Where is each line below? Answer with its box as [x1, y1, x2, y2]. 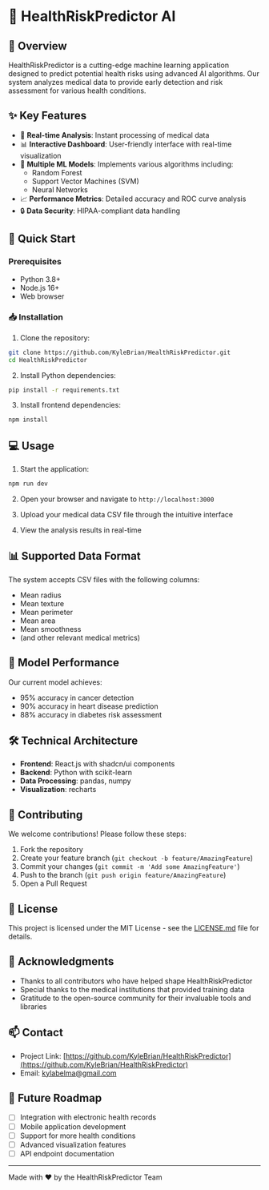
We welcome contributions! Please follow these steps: [8, 829, 187, 839]
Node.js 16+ [19, 283, 60, 292]
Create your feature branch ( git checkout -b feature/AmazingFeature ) [19, 853, 254, 863]
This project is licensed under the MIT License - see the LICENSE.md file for [8, 923, 259, 933]
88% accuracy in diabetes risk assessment [19, 710, 163, 719]
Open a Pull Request [19, 878, 88, 888]
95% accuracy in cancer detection [19, 693, 134, 702]
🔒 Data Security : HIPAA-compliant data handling [19, 206, 181, 215]
